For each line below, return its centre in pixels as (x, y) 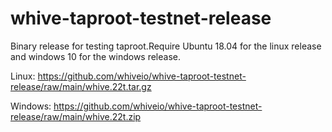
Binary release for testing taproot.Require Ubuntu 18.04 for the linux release (166, 46)
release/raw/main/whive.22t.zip (76, 116)
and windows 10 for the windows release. (96, 56)
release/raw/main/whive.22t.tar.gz (81, 86)
